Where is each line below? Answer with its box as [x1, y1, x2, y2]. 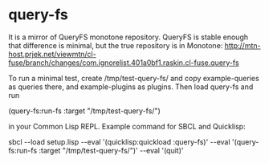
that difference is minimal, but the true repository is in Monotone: [8, 40, 223, 50]
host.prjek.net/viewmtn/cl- [8, 49, 96, 59]
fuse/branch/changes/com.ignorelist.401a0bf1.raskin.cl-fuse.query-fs [8, 58, 239, 67]
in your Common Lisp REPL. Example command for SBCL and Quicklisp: [8, 121, 247, 131]
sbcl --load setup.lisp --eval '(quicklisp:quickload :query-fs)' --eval [8, 137, 230, 146]
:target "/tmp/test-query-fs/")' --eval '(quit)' [39, 145, 184, 155]
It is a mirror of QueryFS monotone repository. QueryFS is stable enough [8, 32, 249, 42]
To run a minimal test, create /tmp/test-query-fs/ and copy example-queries [8, 73, 259, 83]
